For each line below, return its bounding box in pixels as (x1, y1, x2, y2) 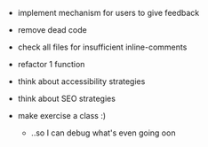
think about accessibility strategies (17, 76, 146, 87)
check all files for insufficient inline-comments (17, 42, 188, 52)
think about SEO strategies (17, 93, 116, 104)
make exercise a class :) (17, 111, 107, 120)
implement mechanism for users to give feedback (17, 8, 200, 18)
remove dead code (17, 25, 87, 35)
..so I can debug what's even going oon (30, 128, 176, 138)
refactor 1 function (17, 59, 85, 69)
